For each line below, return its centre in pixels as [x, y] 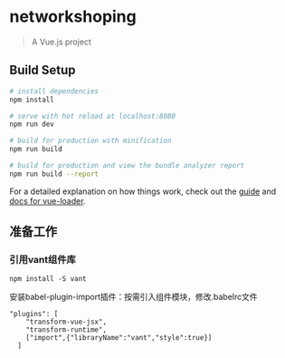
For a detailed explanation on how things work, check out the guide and [143, 191]
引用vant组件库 [43, 260]
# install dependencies [54, 91]
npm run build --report [54, 174]
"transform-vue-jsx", [66, 322]
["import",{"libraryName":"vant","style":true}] [119, 338]
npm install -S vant [48, 279]
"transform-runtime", [66, 330]
